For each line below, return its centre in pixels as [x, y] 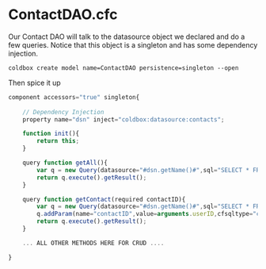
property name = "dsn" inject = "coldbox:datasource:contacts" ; [123, 119]
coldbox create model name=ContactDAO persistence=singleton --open [123, 68]
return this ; [58, 141]
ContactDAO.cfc [63, 15]
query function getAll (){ [65, 163]
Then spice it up [34, 83]
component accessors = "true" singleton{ [74, 97]
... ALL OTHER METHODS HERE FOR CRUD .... [93, 243]
